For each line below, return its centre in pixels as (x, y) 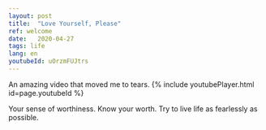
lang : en (23, 54)
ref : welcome (30, 31)
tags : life (27, 46)
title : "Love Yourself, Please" (65, 24)
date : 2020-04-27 (41, 39)
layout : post (30, 16)
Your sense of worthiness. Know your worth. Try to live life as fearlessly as (133, 108)
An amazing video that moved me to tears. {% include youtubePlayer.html (131, 84)
